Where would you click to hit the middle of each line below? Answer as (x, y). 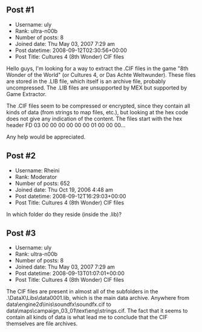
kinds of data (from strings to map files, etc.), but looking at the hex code (97, 112)
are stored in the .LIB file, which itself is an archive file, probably (86, 81)
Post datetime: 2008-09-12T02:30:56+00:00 (71, 50)
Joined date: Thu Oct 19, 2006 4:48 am (64, 189)
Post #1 (20, 10)
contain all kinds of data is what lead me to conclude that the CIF (87, 317)
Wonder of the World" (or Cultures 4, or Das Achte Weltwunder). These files (101, 74)
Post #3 (21, 233)
